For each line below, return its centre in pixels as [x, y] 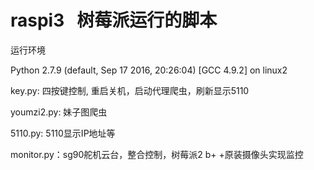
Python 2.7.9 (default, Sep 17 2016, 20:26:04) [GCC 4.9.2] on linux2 [149, 70]
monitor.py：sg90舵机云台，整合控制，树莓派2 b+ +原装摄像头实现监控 [157, 154]
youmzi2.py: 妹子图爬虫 [59, 112]
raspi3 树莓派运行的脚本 [114, 20]
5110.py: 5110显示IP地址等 [63, 133]
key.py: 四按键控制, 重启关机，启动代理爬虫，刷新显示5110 [130, 90]
